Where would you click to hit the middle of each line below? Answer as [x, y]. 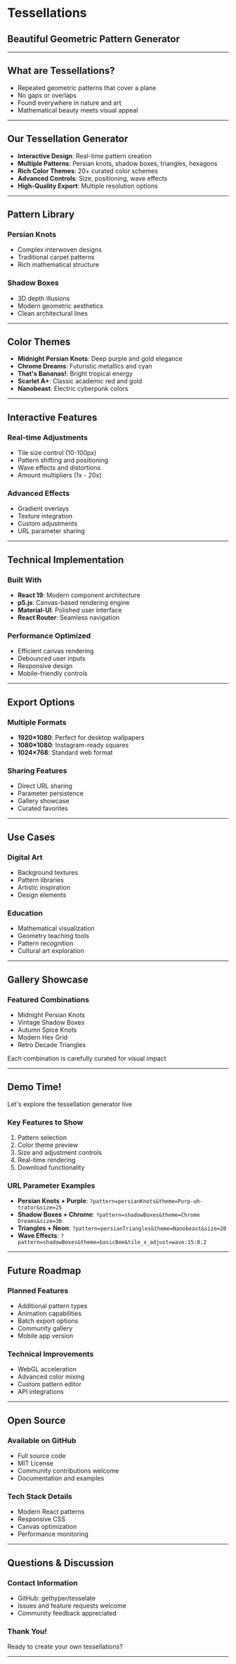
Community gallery [45, 1329]
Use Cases [31, 837]
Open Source [37, 1420]
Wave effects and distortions [59, 468]
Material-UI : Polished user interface [70, 610]
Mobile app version [45, 1336]
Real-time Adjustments [47, 437]
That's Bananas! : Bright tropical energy [75, 373]
